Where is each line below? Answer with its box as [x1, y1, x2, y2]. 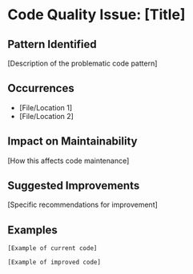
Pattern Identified [7, 38, 97, 51]
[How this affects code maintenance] [7, 156, 130, 165]
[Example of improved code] [7, 258, 102, 267]
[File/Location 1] [18, 102, 73, 113]
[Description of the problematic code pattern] [7, 58, 158, 68]
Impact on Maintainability [7, 134, 138, 149]
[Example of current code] [7, 244, 98, 252]
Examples [7, 223, 58, 236]
